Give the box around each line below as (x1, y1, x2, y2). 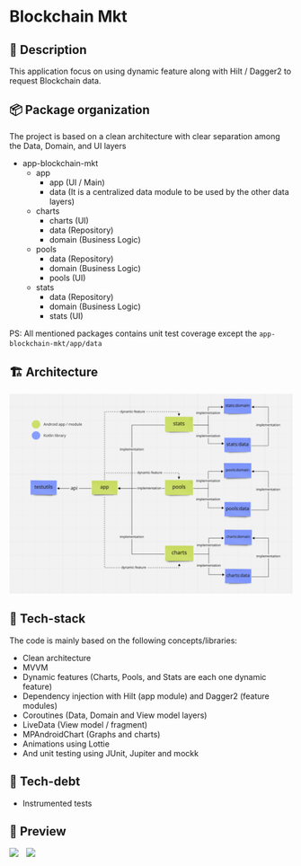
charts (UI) (49, 215, 90, 225)
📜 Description (9, 42, 87, 57)
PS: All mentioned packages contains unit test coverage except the (9, 328, 258, 339)
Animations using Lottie (22, 738, 111, 749)
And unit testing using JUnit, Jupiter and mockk (22, 747, 199, 758)
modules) (22, 700, 58, 711)
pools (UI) (49, 272, 86, 283)
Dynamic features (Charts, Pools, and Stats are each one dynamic (22, 671, 267, 682)
